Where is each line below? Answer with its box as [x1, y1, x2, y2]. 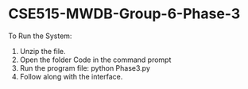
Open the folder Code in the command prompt [19, 55, 172, 64]
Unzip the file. [19, 46, 66, 56]
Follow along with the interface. [19, 72, 123, 81]
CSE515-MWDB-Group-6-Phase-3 [8, 5, 241, 23]
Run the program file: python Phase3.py [19, 63, 151, 72]
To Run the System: [8, 31, 72, 41]
